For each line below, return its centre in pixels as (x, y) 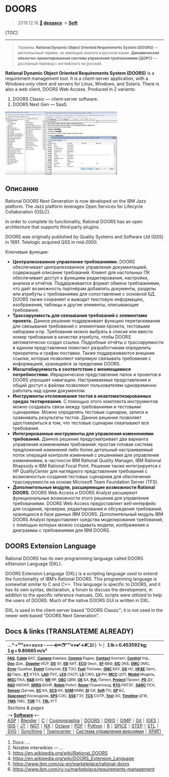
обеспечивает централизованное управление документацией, (80, 267)
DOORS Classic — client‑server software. (55, 99)
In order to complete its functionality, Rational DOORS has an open (74, 221)
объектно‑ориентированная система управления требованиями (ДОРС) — (87, 58)
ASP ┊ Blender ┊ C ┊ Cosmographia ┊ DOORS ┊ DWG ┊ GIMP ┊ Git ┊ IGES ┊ (83, 720)
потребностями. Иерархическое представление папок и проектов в (87, 374)
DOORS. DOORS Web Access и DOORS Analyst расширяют (75, 492)
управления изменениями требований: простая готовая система (82, 444)
